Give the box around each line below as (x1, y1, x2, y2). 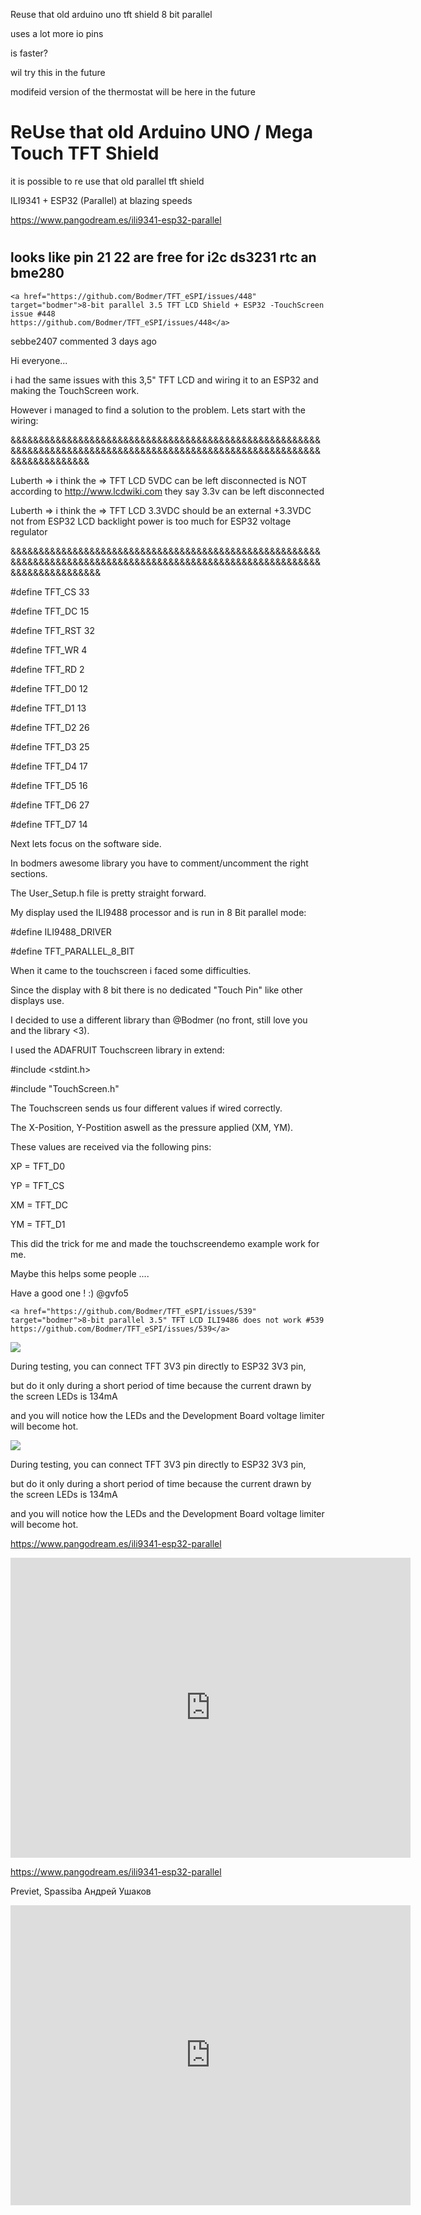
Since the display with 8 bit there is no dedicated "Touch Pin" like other (10, 984, 303, 996)
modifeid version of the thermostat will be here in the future (10, 86, 256, 98)
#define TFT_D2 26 (10, 721, 90, 733)
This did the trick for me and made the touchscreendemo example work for (10, 1237, 320, 1249)
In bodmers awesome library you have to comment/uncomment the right (10, 857, 309, 869)
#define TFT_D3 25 (10, 740, 90, 753)
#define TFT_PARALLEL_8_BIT (10, 945, 135, 957)
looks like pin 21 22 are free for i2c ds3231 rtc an (10, 249, 317, 266)
